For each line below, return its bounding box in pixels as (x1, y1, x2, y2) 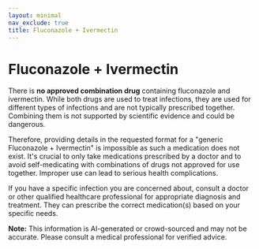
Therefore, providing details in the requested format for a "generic (8, 135, 223, 144)
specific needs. (8, 209, 58, 218)
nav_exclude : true (8, 19, 69, 27)
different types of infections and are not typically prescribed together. (8, 103, 235, 113)
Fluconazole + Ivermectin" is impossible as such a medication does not (8, 143, 240, 153)
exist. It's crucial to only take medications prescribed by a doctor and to (8, 151, 242, 162)
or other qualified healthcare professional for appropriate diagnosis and (8, 192, 241, 202)
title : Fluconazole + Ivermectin (8, 26, 118, 34)
